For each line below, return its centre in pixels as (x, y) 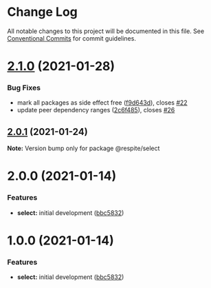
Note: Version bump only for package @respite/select (84, 148)
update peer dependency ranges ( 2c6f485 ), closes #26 (96, 110)
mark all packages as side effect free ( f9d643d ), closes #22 (102, 103)
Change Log (42, 12)
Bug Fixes (24, 88)
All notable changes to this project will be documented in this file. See (106, 31)
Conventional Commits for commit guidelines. (71, 38)
